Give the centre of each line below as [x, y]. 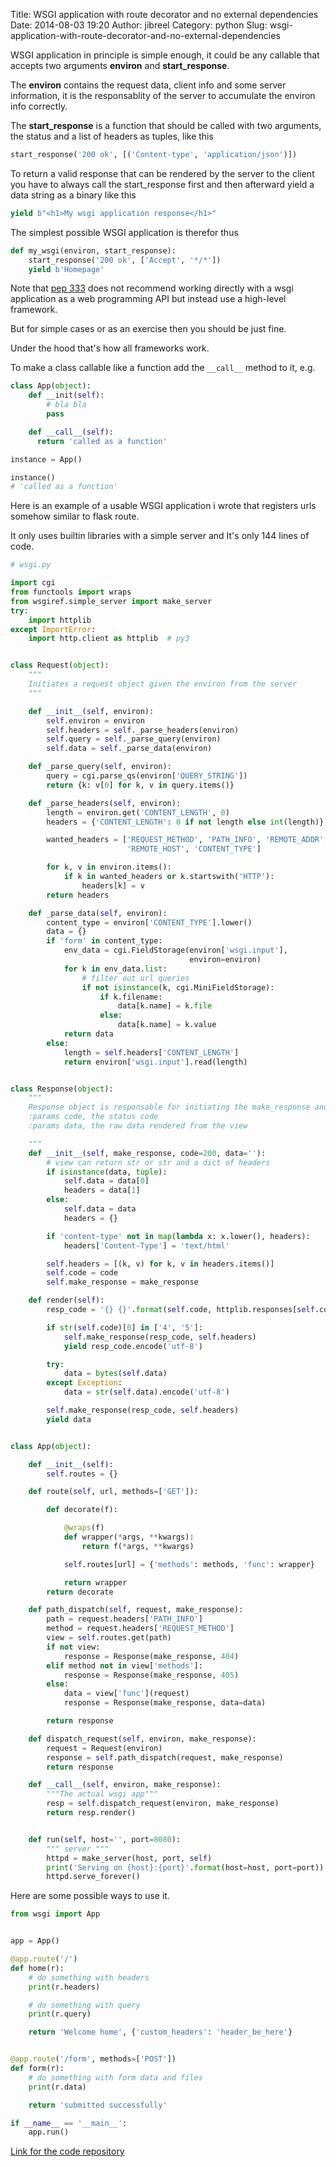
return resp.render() [91, 1813]
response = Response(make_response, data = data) [165, 1703]
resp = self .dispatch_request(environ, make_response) [163, 1804]
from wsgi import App [55, 1914]
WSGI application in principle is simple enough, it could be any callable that [165, 55]
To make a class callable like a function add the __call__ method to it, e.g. [163, 368]
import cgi [33, 583]
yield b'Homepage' [66, 269]
